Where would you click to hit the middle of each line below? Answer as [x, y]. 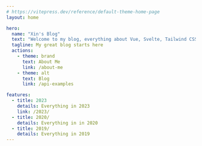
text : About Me [41, 62]
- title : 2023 [29, 101]
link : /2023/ [33, 112]
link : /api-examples [48, 84]
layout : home [23, 17]
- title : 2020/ [31, 117]
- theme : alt [33, 73]
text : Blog [36, 79]
